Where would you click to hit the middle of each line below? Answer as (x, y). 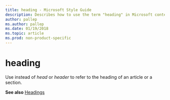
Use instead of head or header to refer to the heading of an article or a (79, 77)
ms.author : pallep (25, 24)
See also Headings (25, 92)
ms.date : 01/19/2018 (27, 29)
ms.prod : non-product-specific (38, 38)
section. (14, 82)
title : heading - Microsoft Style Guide (49, 10)
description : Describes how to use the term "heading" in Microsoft (79, 15)
